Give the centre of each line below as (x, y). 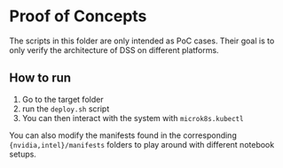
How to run (40, 78)
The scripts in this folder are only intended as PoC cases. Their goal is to (142, 41)
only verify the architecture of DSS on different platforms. (114, 50)
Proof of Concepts (78, 16)
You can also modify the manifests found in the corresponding (123, 135)
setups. (23, 154)
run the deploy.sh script (66, 109)
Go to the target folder (63, 99)
